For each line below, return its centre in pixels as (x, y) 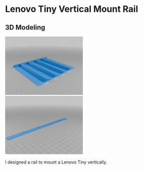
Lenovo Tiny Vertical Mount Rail (71, 9)
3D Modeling (25, 27)
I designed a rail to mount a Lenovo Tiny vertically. (56, 162)
